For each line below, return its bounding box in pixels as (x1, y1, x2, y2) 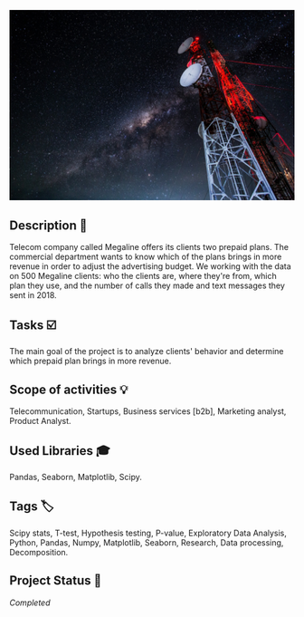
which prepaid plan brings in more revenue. (9, 355, 172, 367)
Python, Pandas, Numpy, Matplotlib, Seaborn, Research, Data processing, (9, 536, 284, 548)
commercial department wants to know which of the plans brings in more (9, 251, 282, 263)
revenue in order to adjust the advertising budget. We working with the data (9, 261, 291, 272)
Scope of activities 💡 (9, 381, 128, 397)
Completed (9, 597, 52, 608)
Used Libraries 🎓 (9, 443, 110, 458)
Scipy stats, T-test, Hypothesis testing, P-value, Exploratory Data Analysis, (9, 527, 288, 538)
